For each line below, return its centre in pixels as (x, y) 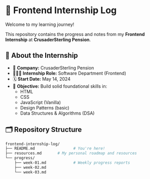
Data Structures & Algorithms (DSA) (57, 113)
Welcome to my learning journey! (40, 24)
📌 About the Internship (42, 56)
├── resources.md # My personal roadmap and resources (71, 153)
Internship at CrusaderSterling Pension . (48, 40)
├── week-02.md (30, 167)
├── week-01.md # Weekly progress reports (72, 163)
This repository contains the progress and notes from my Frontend (75, 34)
